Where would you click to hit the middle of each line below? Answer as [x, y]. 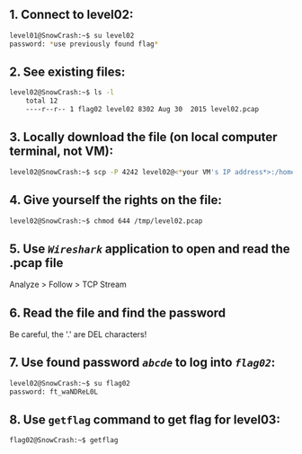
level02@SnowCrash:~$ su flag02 [70, 383]
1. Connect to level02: [71, 15]
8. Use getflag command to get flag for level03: [145, 419]
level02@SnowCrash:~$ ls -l [62, 93]
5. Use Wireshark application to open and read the [150, 249]
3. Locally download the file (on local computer [143, 137]
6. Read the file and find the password [118, 312]
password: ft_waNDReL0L [54, 392]
